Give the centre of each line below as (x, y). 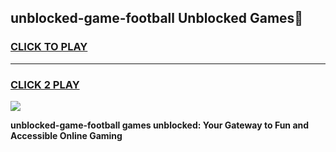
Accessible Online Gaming (66, 135)
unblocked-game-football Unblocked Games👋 (157, 18)
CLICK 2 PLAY (45, 84)
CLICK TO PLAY (49, 47)
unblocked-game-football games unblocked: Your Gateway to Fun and (160, 125)
